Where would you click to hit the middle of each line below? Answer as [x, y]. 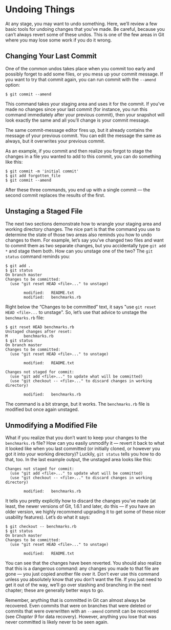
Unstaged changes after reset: [39, 331]
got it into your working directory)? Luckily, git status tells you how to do [83, 454]
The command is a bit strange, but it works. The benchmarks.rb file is [78, 404]
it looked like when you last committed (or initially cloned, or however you [83, 449]
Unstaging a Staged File [44, 211]
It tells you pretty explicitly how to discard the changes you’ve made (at [81, 501]
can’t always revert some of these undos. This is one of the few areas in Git [85, 34]
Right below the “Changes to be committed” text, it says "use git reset [81, 307]
